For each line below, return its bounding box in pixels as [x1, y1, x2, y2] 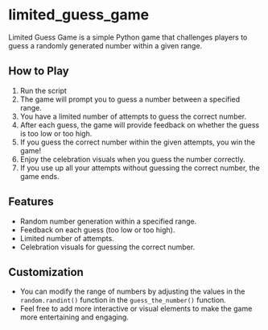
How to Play [8, 65, 70, 78]
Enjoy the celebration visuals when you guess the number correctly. [19, 154, 245, 164]
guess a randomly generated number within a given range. [8, 40, 203, 50]
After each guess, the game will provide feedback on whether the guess [19, 119, 260, 130]
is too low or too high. [19, 128, 93, 138]
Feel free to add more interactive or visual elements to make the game [19, 304, 253, 314]
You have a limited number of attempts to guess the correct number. [19, 111, 247, 121]
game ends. [19, 171, 60, 181]
